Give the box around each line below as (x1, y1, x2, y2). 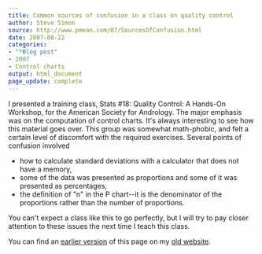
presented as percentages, (19, 181, 108, 190)
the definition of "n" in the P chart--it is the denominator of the (19, 190, 223, 199)
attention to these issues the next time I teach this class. (8, 221, 190, 230)
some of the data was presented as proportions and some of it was (19, 172, 238, 182)
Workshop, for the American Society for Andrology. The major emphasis (8, 107, 242, 116)
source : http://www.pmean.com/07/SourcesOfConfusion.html (8, 26, 202, 34)
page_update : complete (8, 77, 83, 85)
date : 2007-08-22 (8, 33, 65, 42)
